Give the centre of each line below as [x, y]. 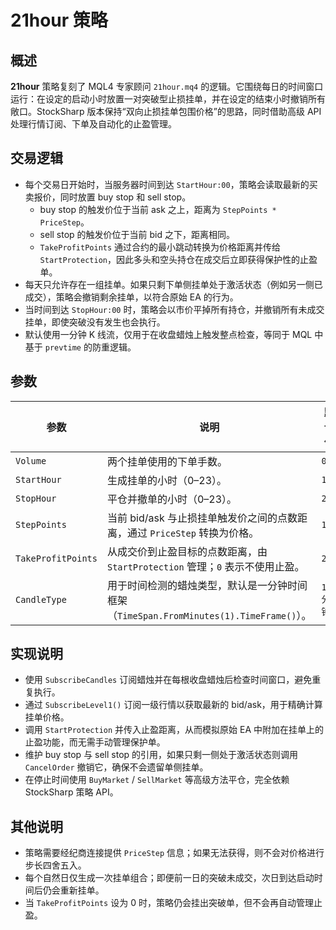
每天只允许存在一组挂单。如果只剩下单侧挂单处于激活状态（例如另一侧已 [173, 284]
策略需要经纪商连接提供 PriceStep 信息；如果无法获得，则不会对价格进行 [174, 853]
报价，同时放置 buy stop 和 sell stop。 [112, 197]
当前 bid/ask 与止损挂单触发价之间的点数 [202, 518]
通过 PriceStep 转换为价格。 [193, 533]
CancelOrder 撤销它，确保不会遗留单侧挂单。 [116, 767]
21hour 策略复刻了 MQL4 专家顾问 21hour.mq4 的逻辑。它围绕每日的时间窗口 [167, 86]
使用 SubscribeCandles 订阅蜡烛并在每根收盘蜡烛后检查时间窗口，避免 [168, 680]
